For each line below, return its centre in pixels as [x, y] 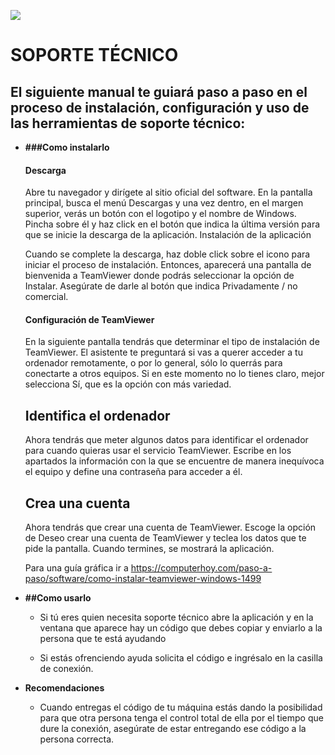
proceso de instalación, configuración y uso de [160, 107]
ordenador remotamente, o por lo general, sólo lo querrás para [153, 363]
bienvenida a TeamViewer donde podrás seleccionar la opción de [159, 276]
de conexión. [66, 669]
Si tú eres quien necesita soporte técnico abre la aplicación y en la [176, 617]
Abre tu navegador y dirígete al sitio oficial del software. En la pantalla [168, 192]
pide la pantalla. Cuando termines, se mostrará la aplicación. [149, 549]
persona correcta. [77, 739]
